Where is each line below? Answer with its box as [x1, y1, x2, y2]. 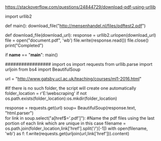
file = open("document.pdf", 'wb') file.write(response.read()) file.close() [5, 37, 149, 43]
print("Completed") [5, 43, 44, 48]
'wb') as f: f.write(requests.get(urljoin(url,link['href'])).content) [5, 131, 130, 136]
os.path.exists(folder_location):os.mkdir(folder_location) [5, 95, 118, 101]
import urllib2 [5, 14, 32, 19]
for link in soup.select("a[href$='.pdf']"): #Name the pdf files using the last [5, 115, 155, 121]
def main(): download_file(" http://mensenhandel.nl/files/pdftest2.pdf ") [5, 23, 146, 29]
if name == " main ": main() [5, 52, 58, 58]
